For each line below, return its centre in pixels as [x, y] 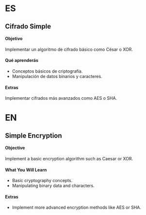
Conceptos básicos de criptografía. [47, 71]
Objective [15, 148]
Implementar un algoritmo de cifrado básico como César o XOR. [69, 49]
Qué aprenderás [22, 61]
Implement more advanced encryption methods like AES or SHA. [77, 207]
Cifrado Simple [28, 26]
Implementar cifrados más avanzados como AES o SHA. [61, 98]
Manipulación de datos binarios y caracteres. [57, 76]
